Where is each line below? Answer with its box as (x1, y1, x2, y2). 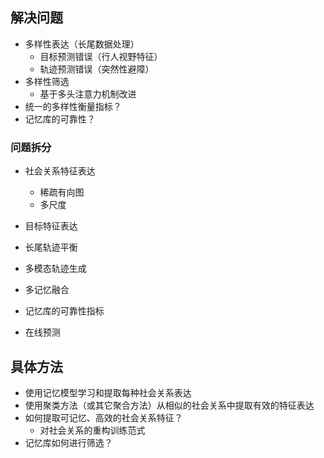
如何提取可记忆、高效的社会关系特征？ (24, 411, 183, 423)
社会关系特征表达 (24, 165, 96, 177)
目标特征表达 (24, 220, 78, 232)
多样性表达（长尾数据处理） (24, 38, 140, 50)
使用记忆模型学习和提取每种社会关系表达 (24, 386, 192, 398)
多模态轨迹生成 (24, 263, 87, 275)
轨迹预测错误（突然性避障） (39, 63, 155, 75)
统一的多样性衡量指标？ (24, 100, 122, 112)
